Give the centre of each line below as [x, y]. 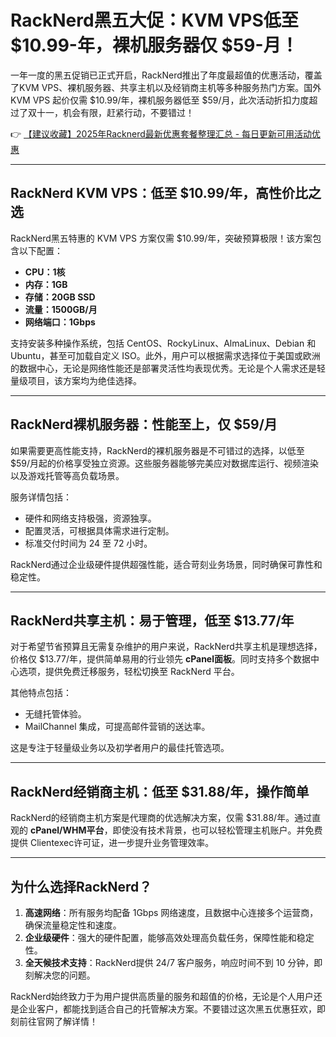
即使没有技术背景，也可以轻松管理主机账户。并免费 [217, 830]
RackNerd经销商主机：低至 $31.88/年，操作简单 [160, 791]
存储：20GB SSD [60, 297]
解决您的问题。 [64, 975]
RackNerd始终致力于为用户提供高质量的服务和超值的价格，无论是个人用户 [162, 996]
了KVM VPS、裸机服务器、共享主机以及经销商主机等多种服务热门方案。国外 [166, 87]
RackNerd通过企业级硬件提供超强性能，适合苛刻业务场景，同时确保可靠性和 [166, 564]
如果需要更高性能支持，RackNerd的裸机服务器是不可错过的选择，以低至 [157, 450]
